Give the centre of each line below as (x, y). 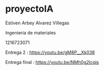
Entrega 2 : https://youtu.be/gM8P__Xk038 (50, 52)
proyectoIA (29, 9)
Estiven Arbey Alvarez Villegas (37, 23)
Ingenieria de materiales (31, 32)
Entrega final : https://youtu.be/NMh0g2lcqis (52, 62)
